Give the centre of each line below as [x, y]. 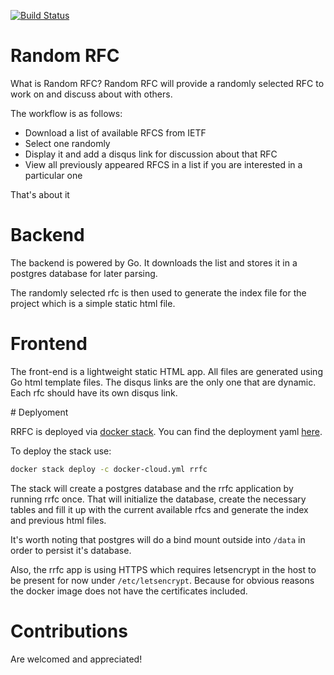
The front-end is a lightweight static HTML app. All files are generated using [166, 371]
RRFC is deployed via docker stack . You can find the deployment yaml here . [166, 431]
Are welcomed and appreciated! [76, 659]
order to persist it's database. [71, 550]
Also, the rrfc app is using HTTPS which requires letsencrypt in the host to [163, 569]
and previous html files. [58, 520]
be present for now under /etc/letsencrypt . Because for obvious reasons [162, 580]
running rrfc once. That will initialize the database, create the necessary [158, 499]
